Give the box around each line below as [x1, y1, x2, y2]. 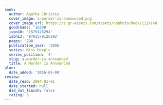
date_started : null [9, 83, 49, 89]
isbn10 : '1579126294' [9, 30, 53, 34]
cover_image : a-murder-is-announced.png [9, 16, 92, 21]
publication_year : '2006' [9, 43, 62, 48]
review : [4, 75, 20, 79]
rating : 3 [9, 92, 29, 97]
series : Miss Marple [9, 47, 51, 52]
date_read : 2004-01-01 [9, 79, 55, 84]
